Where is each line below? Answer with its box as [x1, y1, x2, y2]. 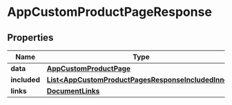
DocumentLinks [46, 86, 100, 95]
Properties [7, 32, 54, 44]
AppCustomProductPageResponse [7, 4, 213, 20]
